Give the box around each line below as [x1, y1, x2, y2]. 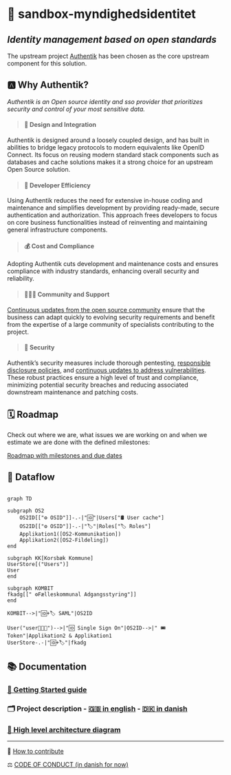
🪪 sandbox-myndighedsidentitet [7, 6, 196, 22]
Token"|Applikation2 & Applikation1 [7, 632, 112, 640]
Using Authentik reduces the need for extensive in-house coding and [7, 197, 203, 205]
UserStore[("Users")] [7, 561, 69, 568]
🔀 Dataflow [7, 472, 55, 483]
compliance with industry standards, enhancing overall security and [7, 267, 199, 275]
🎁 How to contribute [7, 747, 64, 755]
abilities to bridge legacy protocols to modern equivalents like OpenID [7, 143, 205, 152]
